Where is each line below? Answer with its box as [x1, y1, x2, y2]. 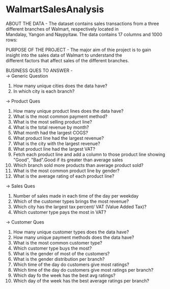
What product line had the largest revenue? [13, 135, 104, 141]
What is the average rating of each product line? [13, 173, 115, 179]
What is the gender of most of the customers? [13, 250, 110, 256]
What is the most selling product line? [13, 118, 92, 125]
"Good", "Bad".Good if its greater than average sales [13, 157, 123, 163]
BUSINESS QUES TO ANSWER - [6, 67, 73, 74]
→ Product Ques [6, 98, 40, 104]
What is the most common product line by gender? [13, 167, 120, 174]
